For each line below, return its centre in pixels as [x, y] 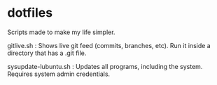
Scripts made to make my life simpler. [61, 32]
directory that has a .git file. [47, 53]
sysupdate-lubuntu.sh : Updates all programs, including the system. [105, 66]
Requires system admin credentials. [59, 74]
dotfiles [30, 13]
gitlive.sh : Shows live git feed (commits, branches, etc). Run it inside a [109, 45]
